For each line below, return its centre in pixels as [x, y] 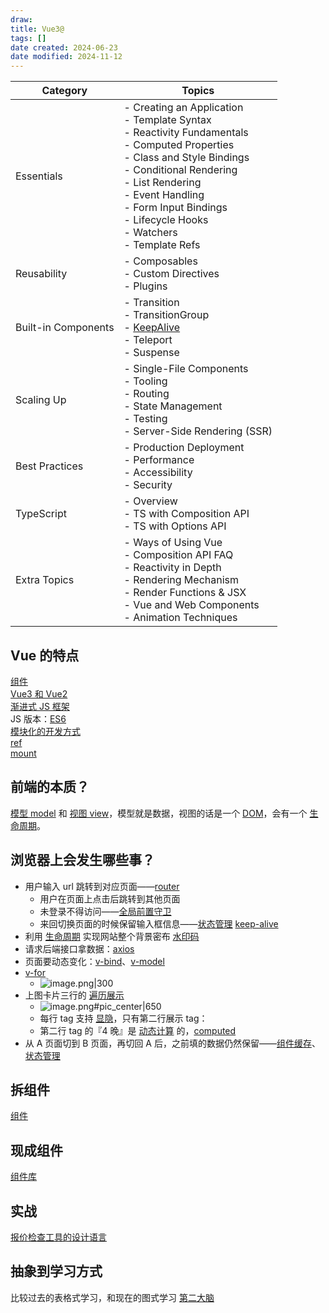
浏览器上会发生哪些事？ [82, 860]
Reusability [41, 274]
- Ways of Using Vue [173, 543]
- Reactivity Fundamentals [186, 133]
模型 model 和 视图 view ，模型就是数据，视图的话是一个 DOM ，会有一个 [159, 813]
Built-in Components [65, 328]
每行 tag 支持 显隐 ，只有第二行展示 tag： [123, 1018]
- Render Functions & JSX [185, 593]
